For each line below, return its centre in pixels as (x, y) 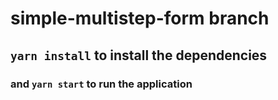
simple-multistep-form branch (140, 18)
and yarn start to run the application (101, 84)
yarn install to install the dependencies (139, 55)
